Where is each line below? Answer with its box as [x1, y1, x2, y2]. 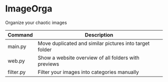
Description [84, 31, 113, 38]
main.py [7, 43, 26, 50]
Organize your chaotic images [5, 19, 67, 25]
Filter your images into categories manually [37, 68, 139, 75]
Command [7, 31, 33, 38]
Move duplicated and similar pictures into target [37, 39, 150, 46]
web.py [7, 57, 25, 64]
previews [37, 60, 59, 67]
